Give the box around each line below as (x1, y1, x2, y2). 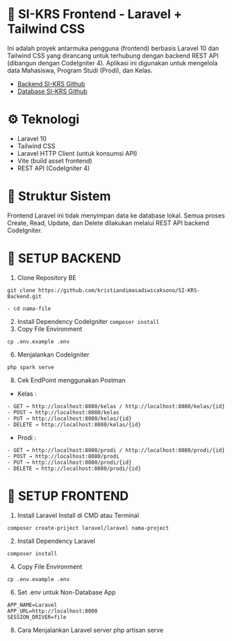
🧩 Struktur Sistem (7, 188, 111, 204)
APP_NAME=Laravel (7, 601, 58, 608)
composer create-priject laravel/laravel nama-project (7, 524, 169, 531)
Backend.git (7, 293, 42, 300)
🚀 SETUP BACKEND (7, 250, 122, 266)
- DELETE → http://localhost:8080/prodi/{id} (7, 465, 141, 472)
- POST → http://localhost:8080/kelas (7, 409, 119, 416)
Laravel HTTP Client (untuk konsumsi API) (17, 149, 138, 157)
